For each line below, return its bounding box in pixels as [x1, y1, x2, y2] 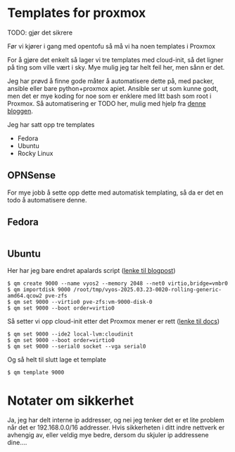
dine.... [7, 439, 27, 447]
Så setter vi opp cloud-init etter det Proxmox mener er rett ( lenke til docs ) [7, 317, 220, 326]
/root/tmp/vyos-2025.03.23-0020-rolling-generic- [73, 286, 222, 293]
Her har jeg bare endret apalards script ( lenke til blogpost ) [7, 267, 176, 275]
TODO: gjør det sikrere [7, 28, 72, 37]
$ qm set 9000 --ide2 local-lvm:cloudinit [7, 331, 134, 338]
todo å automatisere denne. [7, 195, 87, 204]
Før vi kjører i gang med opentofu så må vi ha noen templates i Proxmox [7, 42, 216, 50]
